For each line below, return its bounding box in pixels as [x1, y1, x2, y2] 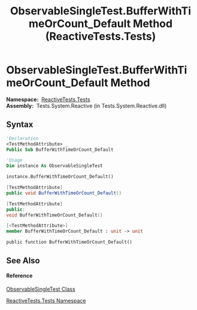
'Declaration [6, 135, 39, 141]
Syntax [6, 120, 34, 130]
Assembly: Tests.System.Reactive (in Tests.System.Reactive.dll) [6, 102, 167, 109]
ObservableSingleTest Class [6, 285, 76, 293]
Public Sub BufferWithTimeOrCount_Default [6, 147, 114, 153]
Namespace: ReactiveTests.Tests [6, 96, 90, 103]
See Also [6, 256, 40, 266]
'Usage [6, 157, 23, 163]
